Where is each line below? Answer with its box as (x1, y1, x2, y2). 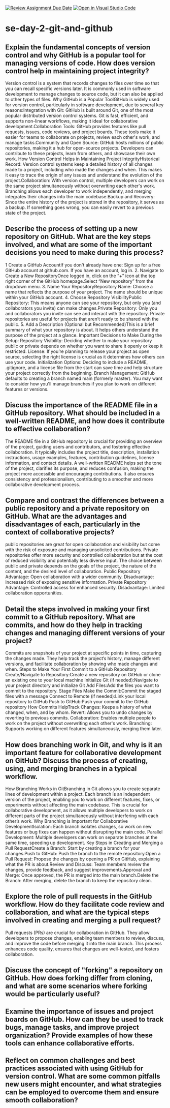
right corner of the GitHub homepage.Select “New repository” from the (5, 278, 154, 284)
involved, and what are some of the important (5, 241, 152, 249)
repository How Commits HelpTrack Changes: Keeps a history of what (5, 704, 152, 710)
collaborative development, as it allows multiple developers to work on (5, 807, 152, 814)
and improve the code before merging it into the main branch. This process (5, 940, 162, 946)
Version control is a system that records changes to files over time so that (5, 80, 159, 86)
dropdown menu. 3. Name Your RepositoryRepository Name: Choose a (5, 283, 153, 289)
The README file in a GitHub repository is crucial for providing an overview (5, 438, 162, 444)
